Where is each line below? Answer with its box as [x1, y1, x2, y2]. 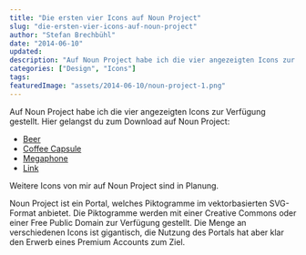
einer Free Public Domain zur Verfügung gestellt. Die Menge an [9, 217, 247, 228]
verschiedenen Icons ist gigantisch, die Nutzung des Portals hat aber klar [9, 227, 284, 238]
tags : [9, 73, 30, 82]
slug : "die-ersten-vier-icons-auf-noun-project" [9, 22, 198, 31]
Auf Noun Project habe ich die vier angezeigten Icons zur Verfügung [9, 106, 266, 117]
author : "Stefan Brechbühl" [9, 30, 117, 39]
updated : [9, 47, 43, 56]
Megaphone [22, 152, 68, 164]
